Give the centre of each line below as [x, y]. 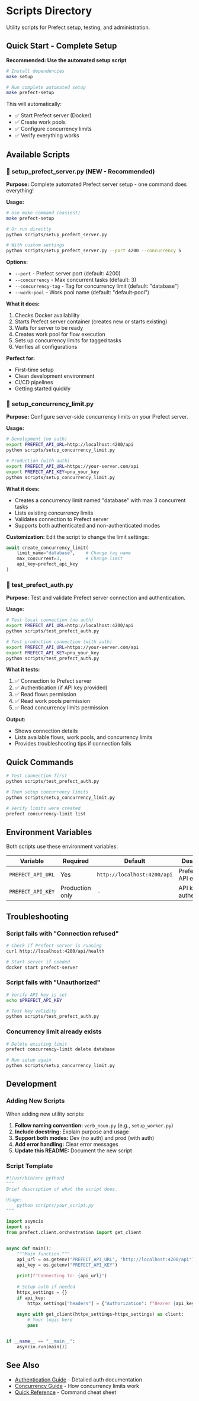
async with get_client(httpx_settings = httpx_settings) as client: [100, 1315]
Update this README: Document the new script [73, 1151]
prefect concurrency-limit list [46, 814]
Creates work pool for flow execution [60, 334]
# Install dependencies [36, 71]
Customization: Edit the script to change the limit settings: [78, 536]
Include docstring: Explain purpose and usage [72, 1132]
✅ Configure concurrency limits [53, 129]
